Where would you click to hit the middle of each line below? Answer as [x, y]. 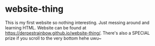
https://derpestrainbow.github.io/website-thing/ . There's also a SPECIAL [77, 33]
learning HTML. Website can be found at [46, 27]
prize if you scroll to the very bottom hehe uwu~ [53, 38]
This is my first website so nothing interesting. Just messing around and [77, 23]
